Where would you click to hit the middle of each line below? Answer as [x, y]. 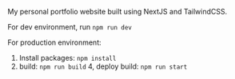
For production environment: [54, 42]
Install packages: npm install [68, 58]
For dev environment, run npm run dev [70, 27]
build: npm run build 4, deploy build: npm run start [103, 66]
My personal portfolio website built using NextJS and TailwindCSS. [117, 12]
